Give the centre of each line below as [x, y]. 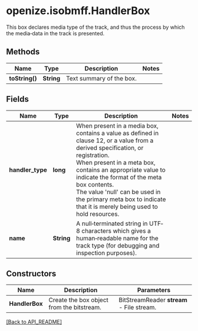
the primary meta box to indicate [121, 199]
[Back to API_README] [34, 322]
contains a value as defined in [118, 133]
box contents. [95, 185]
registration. [93, 155]
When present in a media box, [118, 126]
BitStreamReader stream [153, 300]
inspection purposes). [107, 253]
